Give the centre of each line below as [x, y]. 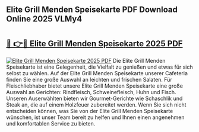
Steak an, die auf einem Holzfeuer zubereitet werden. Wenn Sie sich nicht [96, 105]
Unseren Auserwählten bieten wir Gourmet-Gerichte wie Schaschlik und [94, 98]
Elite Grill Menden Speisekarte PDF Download [92, 10]
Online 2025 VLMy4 [44, 19]
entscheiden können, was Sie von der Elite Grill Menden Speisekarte [90, 111]
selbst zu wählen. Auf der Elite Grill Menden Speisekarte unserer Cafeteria [97, 73]
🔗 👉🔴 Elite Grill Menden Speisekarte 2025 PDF [94, 44]
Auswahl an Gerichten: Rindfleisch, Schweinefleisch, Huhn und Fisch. [91, 92]
